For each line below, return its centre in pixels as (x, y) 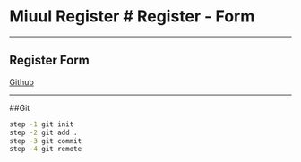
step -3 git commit (46, 141)
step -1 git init (42, 124)
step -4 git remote (46, 149)
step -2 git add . (43, 132)
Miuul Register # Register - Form (132, 17)
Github (21, 81)
